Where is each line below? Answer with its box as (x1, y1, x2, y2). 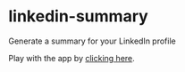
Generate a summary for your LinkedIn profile (8, 36, 176, 46)
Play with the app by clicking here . (8, 52, 135, 63)
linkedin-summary (8, 6, 148, 27)
